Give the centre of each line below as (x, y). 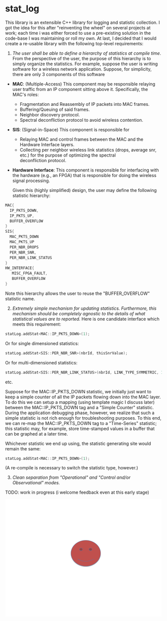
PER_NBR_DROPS (24, 247)
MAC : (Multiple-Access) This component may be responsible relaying (84, 84)
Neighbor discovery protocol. (50, 114)
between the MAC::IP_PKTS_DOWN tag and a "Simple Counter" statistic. (80, 407)
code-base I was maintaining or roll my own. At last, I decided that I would (81, 38)
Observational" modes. (36, 483)
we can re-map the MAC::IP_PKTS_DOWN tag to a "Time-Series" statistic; (81, 423)
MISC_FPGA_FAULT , (30, 273)
